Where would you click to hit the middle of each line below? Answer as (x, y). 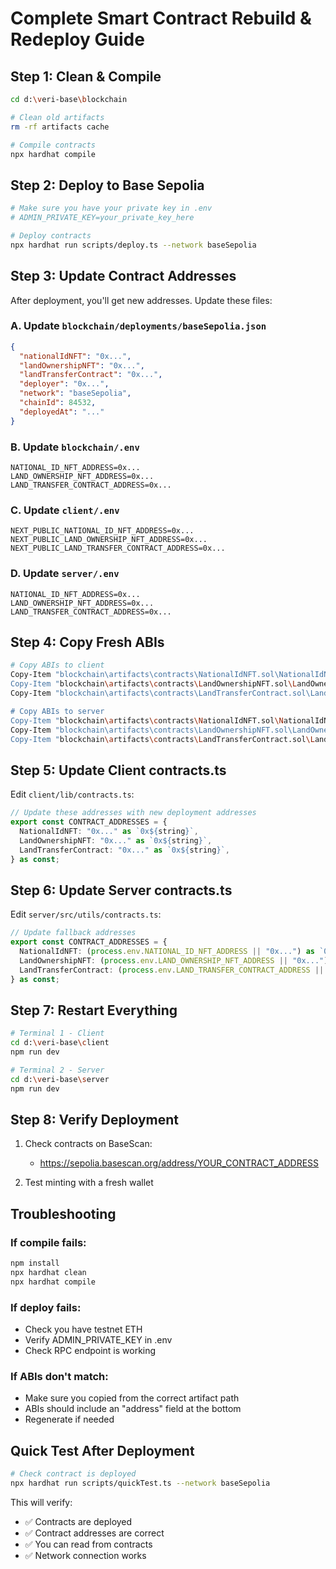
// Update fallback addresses (73, 933)
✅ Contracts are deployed (78, 1521)
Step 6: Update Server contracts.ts (121, 890)
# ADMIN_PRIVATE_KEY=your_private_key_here (102, 218)
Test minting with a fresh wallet (89, 1183)
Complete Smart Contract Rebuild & (161, 18)
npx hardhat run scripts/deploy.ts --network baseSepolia (133, 245)
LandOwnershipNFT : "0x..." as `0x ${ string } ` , (116, 840)
